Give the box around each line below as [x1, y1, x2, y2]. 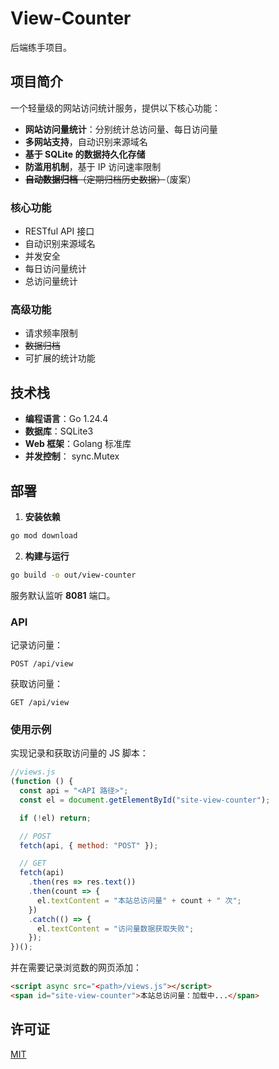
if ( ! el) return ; [19, 813, 92, 823]
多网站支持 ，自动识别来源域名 [24, 135, 148, 147]
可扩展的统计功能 [24, 352, 96, 364]
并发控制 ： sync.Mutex [24, 450, 120, 462]
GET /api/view [10, 698, 70, 708]
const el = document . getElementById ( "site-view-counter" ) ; [19, 795, 271, 805]
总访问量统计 [24, 275, 78, 287]
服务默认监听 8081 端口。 [10, 589, 116, 601]
